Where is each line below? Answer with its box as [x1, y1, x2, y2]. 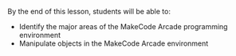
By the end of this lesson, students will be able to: [7, 7, 171, 16]
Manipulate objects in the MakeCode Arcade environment [18, 39, 209, 48]
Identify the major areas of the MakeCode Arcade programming [18, 22, 228, 31]
